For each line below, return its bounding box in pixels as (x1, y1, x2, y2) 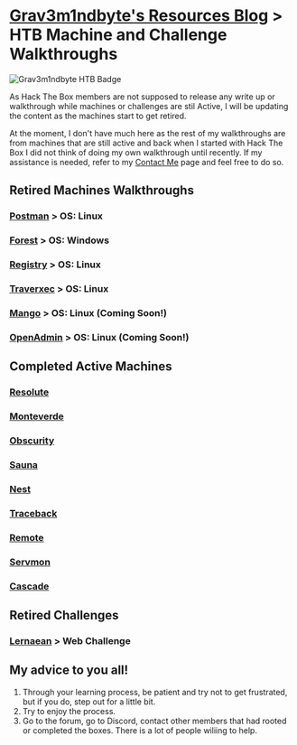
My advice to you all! (9, 663, 129, 678)
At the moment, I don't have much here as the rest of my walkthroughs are (9, 127, 286, 138)
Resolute (9, 386, 50, 398)
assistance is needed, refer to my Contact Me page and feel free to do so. (9, 156, 284, 167)
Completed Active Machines (9, 359, 173, 375)
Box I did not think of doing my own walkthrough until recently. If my (9, 146, 263, 158)
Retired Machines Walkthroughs (9, 182, 194, 199)
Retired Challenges (9, 607, 119, 623)
